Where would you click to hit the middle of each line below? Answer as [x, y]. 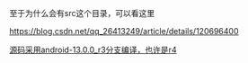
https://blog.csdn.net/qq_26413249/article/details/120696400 [124, 31]
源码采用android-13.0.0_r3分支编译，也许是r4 [93, 49]
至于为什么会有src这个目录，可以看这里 [82, 13]
